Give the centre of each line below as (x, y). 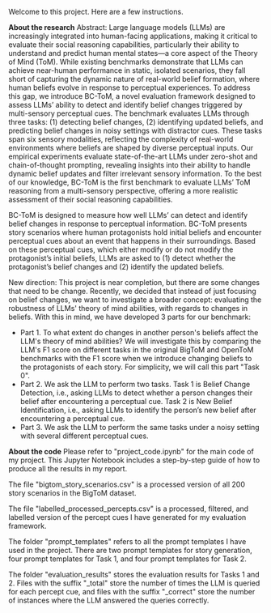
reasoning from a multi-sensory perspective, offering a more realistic (123, 191)
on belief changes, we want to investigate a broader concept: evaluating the (135, 300)
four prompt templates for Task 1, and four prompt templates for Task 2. (127, 559)
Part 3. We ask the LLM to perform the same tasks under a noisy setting (140, 427)
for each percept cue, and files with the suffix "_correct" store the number (132, 592)
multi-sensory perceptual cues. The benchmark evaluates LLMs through (129, 113)
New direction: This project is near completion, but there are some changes (134, 282)
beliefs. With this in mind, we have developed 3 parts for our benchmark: (129, 317)
